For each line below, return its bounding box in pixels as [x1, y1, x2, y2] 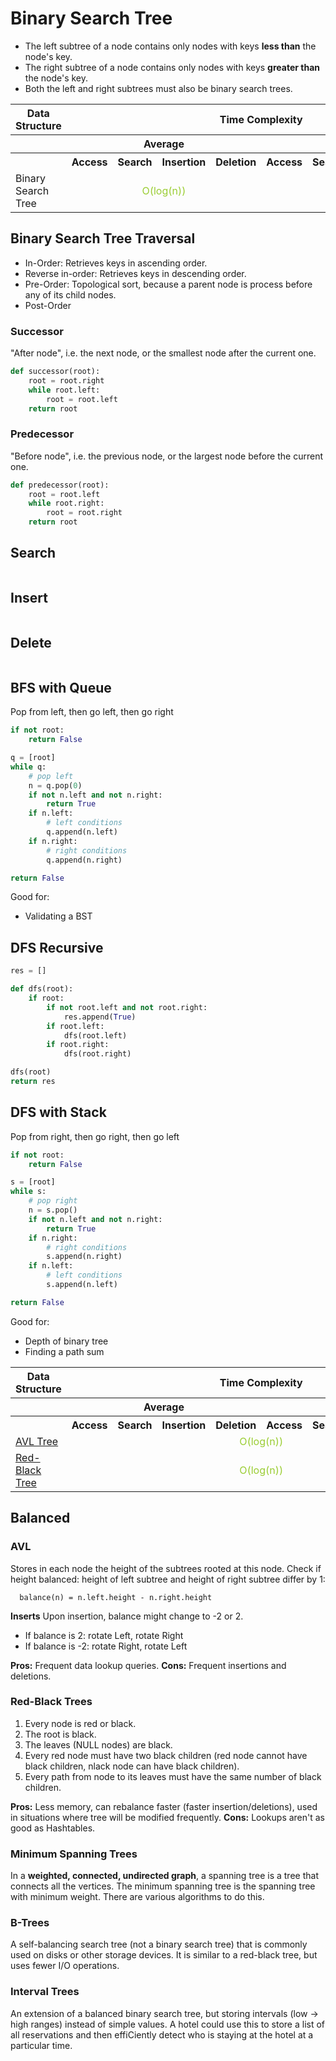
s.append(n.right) [46, 1252, 123, 1262]
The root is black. [24, 1728, 97, 1740]
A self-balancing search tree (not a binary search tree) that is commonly [10, 1938, 308, 1951]
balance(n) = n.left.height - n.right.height [19, 1592, 213, 1602]
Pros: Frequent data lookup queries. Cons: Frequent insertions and [10, 1659, 287, 1671]
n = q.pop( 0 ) [28, 780, 83, 791]
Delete [10, 635, 52, 652]
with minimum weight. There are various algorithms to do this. [10, 1891, 265, 1903]
